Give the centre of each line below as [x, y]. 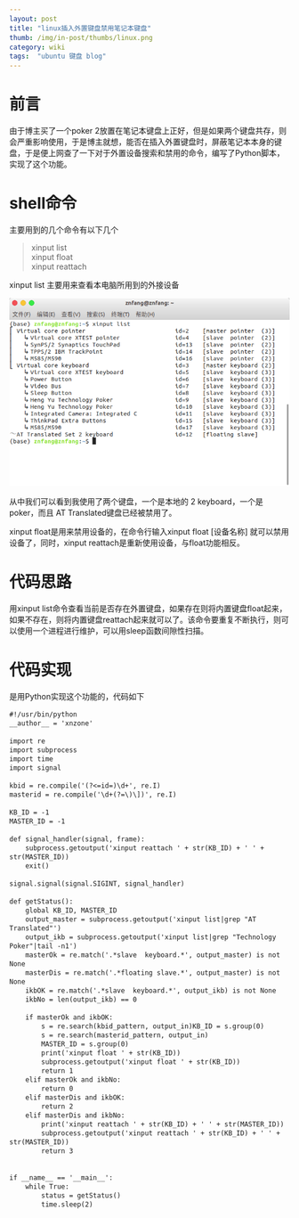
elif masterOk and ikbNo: [73, 1079]
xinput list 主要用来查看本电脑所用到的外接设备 [94, 285]
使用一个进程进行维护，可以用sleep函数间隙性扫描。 [113, 631]
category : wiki [37, 47]
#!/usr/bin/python [43, 714]
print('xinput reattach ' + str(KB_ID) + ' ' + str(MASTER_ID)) [163, 1124]
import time [31, 759]
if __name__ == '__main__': [61, 1177]
